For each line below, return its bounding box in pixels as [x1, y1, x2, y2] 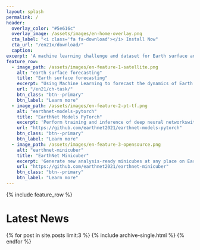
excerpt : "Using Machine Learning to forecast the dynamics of [17, 81, 177, 87]
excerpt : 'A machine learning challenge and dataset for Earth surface [6, 53, 187, 59]
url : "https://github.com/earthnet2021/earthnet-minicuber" [17, 164, 169, 170]
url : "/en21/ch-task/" [17, 86, 73, 92]
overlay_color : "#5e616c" [11, 25, 76, 32]
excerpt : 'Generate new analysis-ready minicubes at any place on [17, 158, 185, 164]
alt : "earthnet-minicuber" [17, 147, 84, 153]
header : [6, 20, 26, 26]
